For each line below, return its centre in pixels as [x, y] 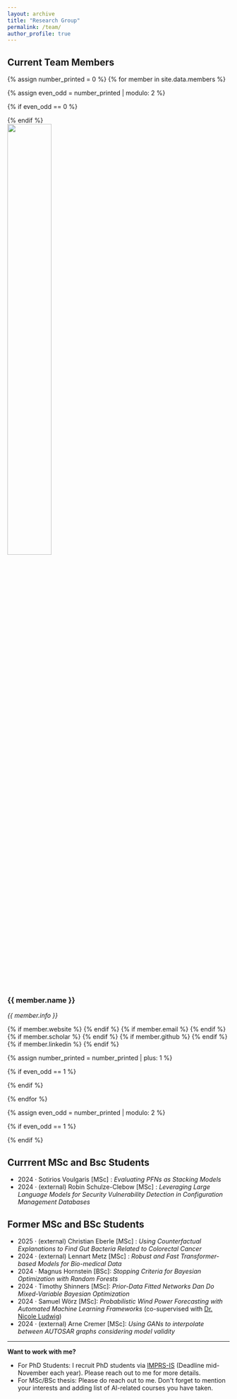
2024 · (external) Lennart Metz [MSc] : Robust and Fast [98, 1256]
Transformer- [200, 1256]
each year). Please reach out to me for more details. [125, 1373]
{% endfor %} [28, 1099]
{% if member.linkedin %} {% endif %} [63, 1044]
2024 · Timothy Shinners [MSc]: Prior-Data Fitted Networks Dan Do [116, 1286]
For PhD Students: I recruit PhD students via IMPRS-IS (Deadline [111, 1365]
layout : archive [31, 14]
